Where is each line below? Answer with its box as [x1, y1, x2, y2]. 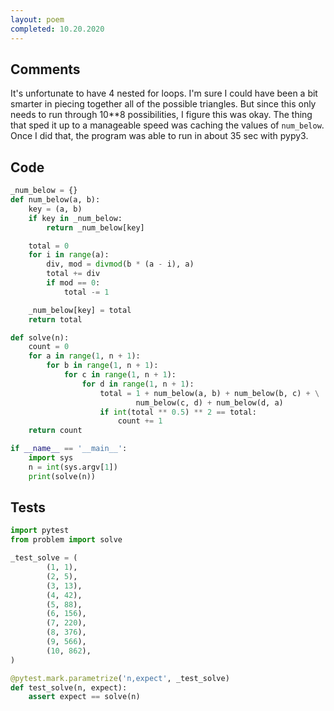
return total [28, 314, 83, 325]
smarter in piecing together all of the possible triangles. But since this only [10, 98, 317, 110]
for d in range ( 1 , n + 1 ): [81, 379, 195, 389]
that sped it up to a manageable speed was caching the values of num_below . [10, 119, 325, 131]
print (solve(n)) [28, 471, 97, 481]
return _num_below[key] [46, 222, 145, 233]
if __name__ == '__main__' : [10, 444, 128, 454]
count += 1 [117, 416, 163, 426]
